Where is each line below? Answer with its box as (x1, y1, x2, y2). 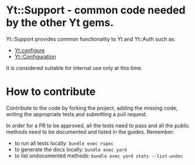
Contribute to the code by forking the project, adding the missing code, (6, 104, 178, 112)
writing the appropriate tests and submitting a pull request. (6, 110, 148, 117)
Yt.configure (14, 46, 45, 53)
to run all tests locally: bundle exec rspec (14, 139, 114, 147)
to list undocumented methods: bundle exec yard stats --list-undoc (14, 152, 183, 159)
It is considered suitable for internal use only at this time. (6, 64, 143, 71)
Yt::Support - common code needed (6, 4, 186, 17)
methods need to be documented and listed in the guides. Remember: (6, 128, 175, 135)
